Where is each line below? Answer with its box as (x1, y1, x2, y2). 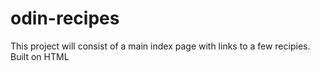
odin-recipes (10, 7, 120, 30)
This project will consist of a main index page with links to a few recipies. (10, 40, 311, 52)
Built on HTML (10, 50, 70, 62)
